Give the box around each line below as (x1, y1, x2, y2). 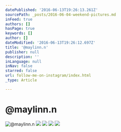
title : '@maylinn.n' (5, 45, 49, 50)
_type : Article (5, 78, 37, 83)
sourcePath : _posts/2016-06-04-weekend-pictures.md (5, 12, 116, 17)
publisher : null (5, 49, 39, 54)
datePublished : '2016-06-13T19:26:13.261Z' (5, 7, 98, 13)
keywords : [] (5, 31, 33, 36)
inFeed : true (5, 17, 33, 22)
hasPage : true (5, 26, 35, 31)
